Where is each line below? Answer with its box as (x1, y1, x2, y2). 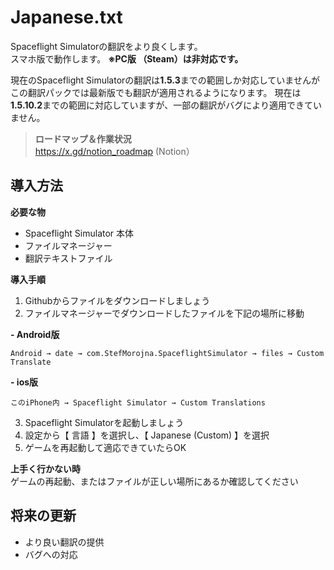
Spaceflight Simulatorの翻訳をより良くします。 (10, 40, 203, 52)
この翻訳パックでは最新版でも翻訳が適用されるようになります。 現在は (10, 86, 302, 98)
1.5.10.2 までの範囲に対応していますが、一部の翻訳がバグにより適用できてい (10, 99, 323, 111)
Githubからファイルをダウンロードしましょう (24, 294, 211, 306)
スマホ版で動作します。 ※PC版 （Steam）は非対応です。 (10, 52, 244, 65)
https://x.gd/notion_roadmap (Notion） (34, 145, 195, 157)
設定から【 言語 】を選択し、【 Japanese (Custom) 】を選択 (24, 429, 270, 441)
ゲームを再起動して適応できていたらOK (24, 441, 187, 453)
